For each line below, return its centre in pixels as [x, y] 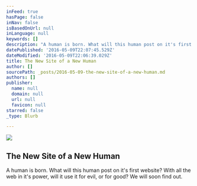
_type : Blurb [22, 116]
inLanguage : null [28, 34]
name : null [25, 89]
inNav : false [22, 22]
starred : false [25, 110]
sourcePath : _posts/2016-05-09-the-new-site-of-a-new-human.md [86, 72]
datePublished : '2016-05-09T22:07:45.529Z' [61, 50]
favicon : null [29, 105]
